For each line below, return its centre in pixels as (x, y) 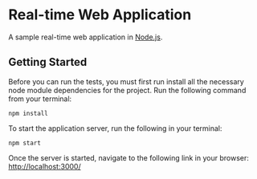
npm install (28, 113)
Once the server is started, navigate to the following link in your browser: (128, 157)
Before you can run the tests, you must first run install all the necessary (126, 81)
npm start (25, 143)
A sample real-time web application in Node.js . (86, 37)
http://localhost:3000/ (45, 166)
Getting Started (48, 62)
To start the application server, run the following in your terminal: (115, 128)
